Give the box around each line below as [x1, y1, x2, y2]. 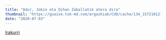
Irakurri [5, 30, 20, 36]
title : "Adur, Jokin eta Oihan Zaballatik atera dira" [5, 7, 121, 12]
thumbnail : [5, 12, 28, 17]
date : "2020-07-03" [5, 16, 45, 21]
